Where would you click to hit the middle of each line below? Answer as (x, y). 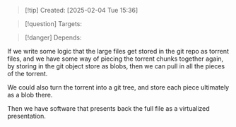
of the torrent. (28, 74)
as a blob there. (30, 95)
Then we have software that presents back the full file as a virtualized (108, 108)
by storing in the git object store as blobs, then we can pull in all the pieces (116, 66)
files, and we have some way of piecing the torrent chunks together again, (116, 59)
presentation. (26, 116)
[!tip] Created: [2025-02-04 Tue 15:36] (81, 10)
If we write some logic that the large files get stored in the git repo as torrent (118, 51)
